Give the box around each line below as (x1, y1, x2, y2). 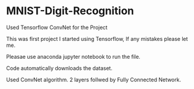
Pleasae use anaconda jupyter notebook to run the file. (6, 53, 141, 60)
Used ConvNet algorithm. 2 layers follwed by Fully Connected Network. (6, 76, 182, 83)
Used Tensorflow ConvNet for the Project (6, 24, 108, 31)
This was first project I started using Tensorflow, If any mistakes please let (6, 35, 189, 42)
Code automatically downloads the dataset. (6, 64, 113, 72)
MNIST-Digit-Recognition (6, 4, 134, 18)
